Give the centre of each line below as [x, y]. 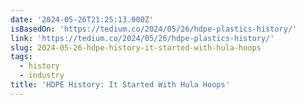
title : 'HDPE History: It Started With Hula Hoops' [120, 85]
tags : [21, 57]
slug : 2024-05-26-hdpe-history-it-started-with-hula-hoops [136, 47]
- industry [42, 76]
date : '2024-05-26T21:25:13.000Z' [82, 19]
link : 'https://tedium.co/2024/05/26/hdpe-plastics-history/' [142, 38]
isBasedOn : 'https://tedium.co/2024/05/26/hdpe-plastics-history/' [154, 29]
